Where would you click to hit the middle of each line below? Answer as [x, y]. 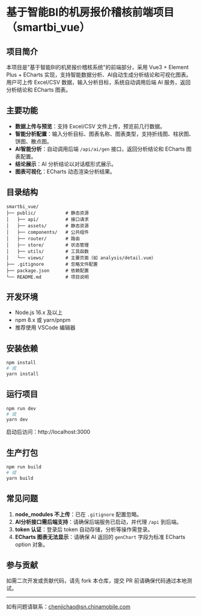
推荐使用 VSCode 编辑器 [45, 328]
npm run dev [21, 408]
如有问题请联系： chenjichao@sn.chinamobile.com [68, 607]
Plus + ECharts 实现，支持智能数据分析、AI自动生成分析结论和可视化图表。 [99, 75]
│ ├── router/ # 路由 [43, 239]
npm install [21, 363]
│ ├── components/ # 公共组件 [47, 232]
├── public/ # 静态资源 [47, 213]
